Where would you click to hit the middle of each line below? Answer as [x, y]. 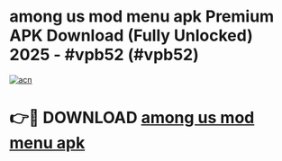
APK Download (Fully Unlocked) [132, 36]
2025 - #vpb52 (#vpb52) [105, 55]
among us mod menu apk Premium [142, 17]
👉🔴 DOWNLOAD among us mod [132, 118]
